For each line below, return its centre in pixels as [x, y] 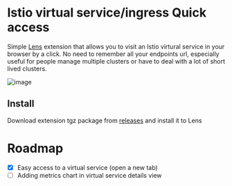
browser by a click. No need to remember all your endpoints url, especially [113, 54]
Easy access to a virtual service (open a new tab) [87, 167]
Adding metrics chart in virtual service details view [89, 175]
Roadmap [35, 148]
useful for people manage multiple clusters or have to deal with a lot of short [116, 61]
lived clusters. [27, 68]
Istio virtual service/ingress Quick [107, 13]
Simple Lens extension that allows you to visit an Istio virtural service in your [116, 46]
